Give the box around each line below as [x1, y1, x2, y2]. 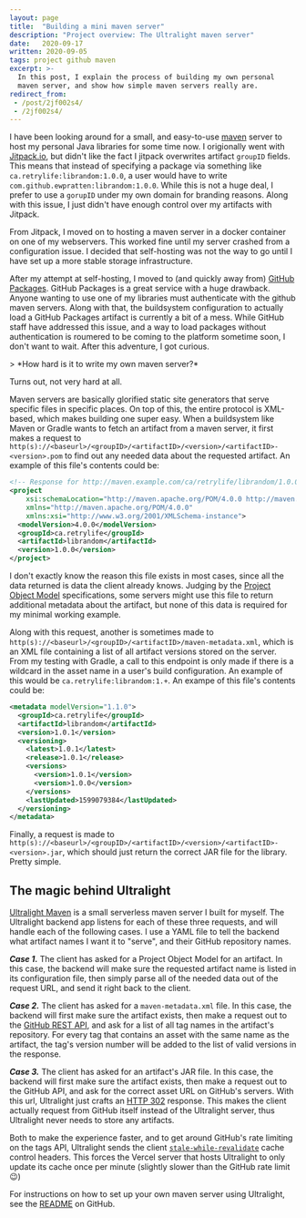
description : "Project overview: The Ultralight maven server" [9, 30, 255, 39]
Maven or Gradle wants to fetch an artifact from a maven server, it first [9, 423, 274, 434]
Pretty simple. [9, 856, 62, 867]
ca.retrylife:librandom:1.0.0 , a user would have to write [9, 170, 228, 181]
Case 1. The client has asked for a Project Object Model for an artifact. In [9, 954, 283, 965]
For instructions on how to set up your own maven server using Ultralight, [9, 1189, 285, 1200]
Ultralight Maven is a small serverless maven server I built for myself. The [9, 907, 285, 918]
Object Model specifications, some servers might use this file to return [9, 589, 274, 600]
